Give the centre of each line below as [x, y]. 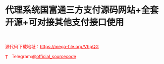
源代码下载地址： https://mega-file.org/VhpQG [52, 46]
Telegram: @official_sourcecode [44, 56]
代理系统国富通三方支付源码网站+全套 [82, 10]
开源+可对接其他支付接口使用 [65, 22]
